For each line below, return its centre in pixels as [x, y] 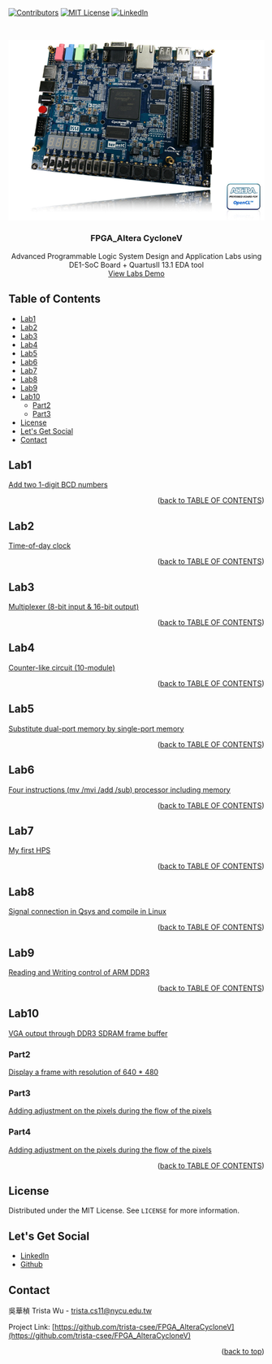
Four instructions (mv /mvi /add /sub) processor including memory [120, 789]
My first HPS [30, 850]
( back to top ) [243, 1352]
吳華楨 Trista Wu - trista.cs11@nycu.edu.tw [80, 1311]
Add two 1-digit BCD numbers [58, 485]
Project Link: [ [32, 1327]
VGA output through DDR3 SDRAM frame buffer [88, 1033]
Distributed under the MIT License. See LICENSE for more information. [124, 1211]
